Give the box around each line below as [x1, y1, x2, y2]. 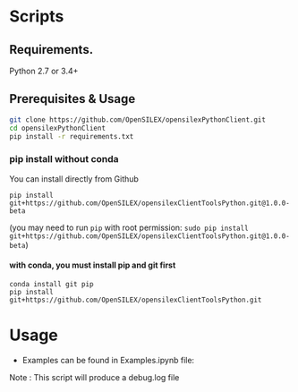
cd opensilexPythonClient [9, 124, 106, 132]
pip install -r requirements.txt [9, 132, 134, 141]
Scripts [9, 6, 64, 27]
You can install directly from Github [9, 173, 139, 184]
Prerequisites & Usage [9, 91, 136, 107]
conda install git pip [9, 279, 94, 288]
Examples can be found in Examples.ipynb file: [21, 354, 195, 365]
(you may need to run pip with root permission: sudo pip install [9, 222, 249, 233]
